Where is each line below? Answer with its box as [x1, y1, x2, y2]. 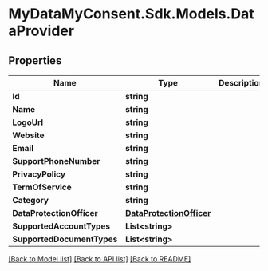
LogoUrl [12, 117, 44, 128]
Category [12, 195, 49, 205]
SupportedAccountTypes [12, 221, 110, 232]
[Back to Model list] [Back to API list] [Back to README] [8, 254, 191, 264]
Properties [8, 54, 62, 67]
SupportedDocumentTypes [12, 233, 118, 245]
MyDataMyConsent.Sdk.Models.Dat [8, 5, 254, 23]
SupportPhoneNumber [12, 156, 100, 166]
